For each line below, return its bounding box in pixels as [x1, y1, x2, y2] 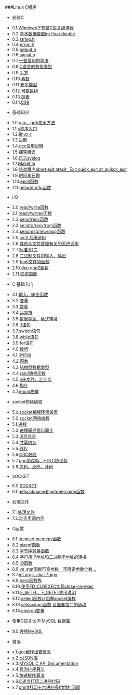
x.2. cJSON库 [12, 655, 38, 661]
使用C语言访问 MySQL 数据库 [12, 618, 71, 624]
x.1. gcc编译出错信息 [12, 649, 52, 655]
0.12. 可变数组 [12, 88, 39, 94]
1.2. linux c [12, 131, 32, 137]
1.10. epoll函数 [12, 178, 39, 184]
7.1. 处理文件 [12, 509, 35, 515]
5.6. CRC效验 [12, 452, 37, 457]
